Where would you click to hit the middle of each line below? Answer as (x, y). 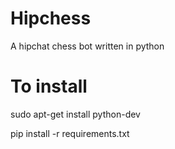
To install (49, 86)
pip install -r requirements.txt (70, 133)
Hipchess (51, 18)
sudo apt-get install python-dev (75, 114)
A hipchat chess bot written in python (87, 46)
